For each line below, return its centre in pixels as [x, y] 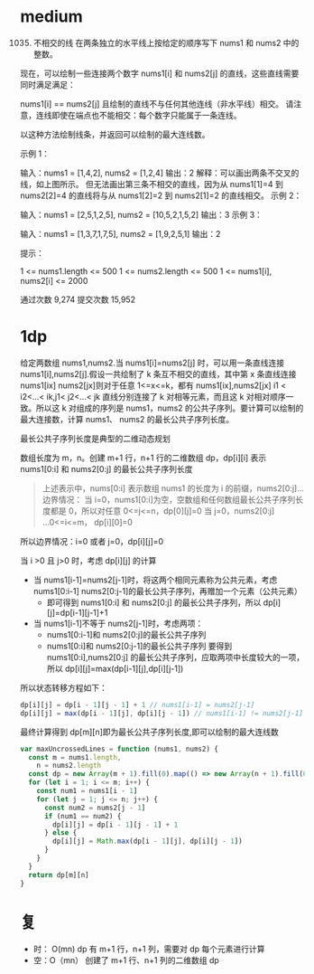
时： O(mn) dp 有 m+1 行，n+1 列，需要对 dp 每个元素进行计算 [149, 949]
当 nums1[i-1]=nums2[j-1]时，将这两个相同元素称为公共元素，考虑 [155, 580]
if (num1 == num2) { [83, 816]
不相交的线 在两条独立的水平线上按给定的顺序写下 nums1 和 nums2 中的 [166, 43]
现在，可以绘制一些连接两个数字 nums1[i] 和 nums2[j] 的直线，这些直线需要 [160, 73]
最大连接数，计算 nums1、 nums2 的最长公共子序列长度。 [127, 419]
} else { [60, 833]
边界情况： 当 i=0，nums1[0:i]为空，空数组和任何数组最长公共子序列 [169, 499]
